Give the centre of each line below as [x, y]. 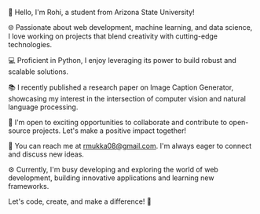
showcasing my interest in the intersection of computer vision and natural [127, 99]
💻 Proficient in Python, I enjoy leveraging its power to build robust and [123, 60]
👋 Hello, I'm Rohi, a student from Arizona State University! [101, 12]
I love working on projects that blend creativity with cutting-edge [113, 36]
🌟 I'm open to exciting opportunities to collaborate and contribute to [118, 122]
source [20, 131]
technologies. [30, 44]
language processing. [43, 107]
